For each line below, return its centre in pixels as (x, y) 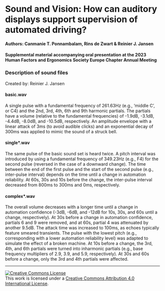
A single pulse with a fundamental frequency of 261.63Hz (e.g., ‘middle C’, (80, 105)
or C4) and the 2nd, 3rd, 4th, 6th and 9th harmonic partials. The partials (78, 111)
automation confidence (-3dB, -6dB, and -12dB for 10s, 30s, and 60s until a (81, 212)
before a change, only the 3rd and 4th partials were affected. (67, 259)
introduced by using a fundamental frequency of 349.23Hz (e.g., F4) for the (82, 159)
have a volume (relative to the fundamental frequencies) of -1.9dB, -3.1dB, (80, 116)
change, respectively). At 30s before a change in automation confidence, (79, 218)
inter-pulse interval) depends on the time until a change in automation (76, 174)
